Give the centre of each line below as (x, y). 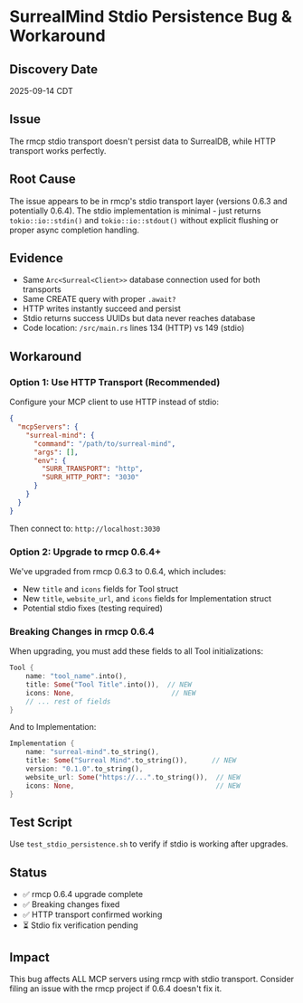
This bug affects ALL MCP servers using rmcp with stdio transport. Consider (152, 979)
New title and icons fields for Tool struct (100, 589)
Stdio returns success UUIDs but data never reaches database (139, 318)
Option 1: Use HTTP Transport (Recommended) (115, 382)
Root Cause (43, 180)
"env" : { (50, 460)
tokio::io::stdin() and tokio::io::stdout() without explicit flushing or (144, 220)
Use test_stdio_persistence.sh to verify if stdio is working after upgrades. (149, 844)
